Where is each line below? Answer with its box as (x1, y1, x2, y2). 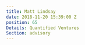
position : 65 (6, 19, 38, 25)
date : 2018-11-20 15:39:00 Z (6, 14, 77, 20)
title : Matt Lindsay (6, 8, 56, 15)
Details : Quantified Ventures (6, 25, 80, 31)
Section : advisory (6, 30, 51, 36)
